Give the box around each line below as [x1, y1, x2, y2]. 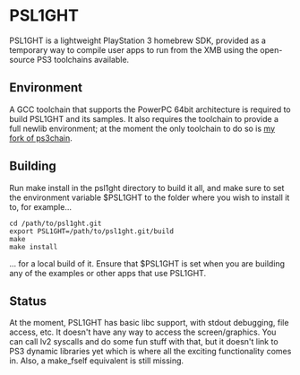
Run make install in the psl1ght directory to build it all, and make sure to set [9, 182, 285, 193]
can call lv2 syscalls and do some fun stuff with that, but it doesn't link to [9, 336, 279, 347]
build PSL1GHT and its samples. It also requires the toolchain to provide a [9, 113, 279, 124]
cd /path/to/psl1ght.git [9, 219, 102, 228]
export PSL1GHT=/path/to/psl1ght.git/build [9, 226, 175, 236]
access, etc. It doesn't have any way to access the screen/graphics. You [9, 327, 277, 337]
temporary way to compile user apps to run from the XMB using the [9, 44, 258, 55]
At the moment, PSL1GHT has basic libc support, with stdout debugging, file [9, 318, 289, 328]
